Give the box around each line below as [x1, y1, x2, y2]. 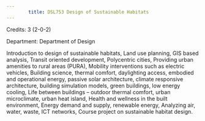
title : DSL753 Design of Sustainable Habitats [28, 9, 149, 15]
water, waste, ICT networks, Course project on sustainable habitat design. [6, 108, 193, 115]
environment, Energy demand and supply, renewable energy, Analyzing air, [6, 101, 196, 109]
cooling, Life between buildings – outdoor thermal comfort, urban [6, 88, 171, 95]
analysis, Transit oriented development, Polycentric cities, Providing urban [6, 56, 194, 63]
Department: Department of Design [6, 37, 95, 45]
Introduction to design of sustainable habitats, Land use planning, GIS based [6, 50, 199, 57]
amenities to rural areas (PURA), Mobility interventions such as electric [6, 62, 185, 70]
